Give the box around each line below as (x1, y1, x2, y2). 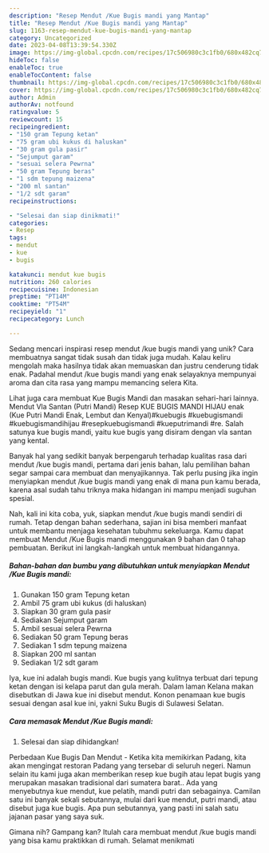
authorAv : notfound (9, 101, 74, 109)
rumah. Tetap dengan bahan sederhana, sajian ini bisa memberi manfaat (9, 517, 247, 527)
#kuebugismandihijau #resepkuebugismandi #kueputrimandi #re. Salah (9, 418, 244, 428)
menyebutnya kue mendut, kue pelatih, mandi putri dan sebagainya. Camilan (9, 786, 261, 796)
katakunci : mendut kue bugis (9, 271, 106, 278)
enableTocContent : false (9, 71, 92, 79)
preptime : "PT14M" (9, 293, 70, 301)
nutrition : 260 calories (9, 278, 92, 286)
